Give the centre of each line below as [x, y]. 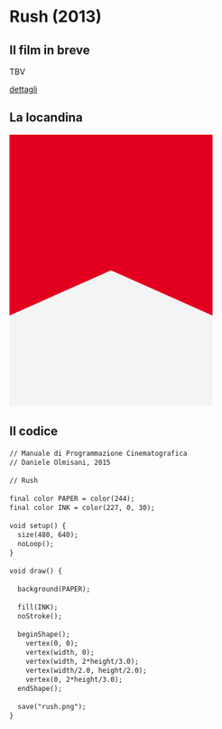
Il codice [34, 431]
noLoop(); [36, 544]
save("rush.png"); [52, 706]
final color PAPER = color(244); [72, 498]
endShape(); [40, 688]
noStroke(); [40, 616]
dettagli [23, 89]
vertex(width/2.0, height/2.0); [86, 670]
